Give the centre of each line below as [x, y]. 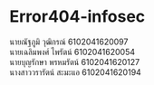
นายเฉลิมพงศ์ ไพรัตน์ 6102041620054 [72, 52]
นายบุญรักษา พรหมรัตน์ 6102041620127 [75, 61]
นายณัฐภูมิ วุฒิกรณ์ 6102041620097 [69, 42]
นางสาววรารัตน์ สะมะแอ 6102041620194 [76, 72]
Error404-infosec [77, 17]
